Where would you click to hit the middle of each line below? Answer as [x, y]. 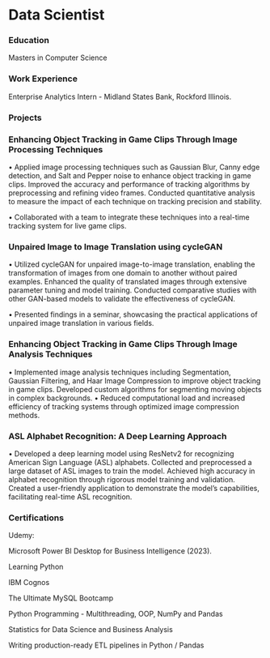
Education [29, 41]
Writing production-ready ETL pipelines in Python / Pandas [106, 645]
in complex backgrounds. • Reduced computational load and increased [127, 398]
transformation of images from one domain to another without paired [123, 273]
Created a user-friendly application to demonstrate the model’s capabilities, [134, 488]
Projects [25, 117]
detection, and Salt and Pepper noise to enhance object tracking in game [130, 175]
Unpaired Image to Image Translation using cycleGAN [116, 246]
